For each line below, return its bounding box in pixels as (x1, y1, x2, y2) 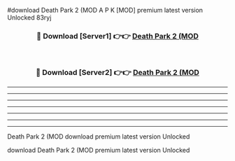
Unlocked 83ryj (7, 13, 52, 22)
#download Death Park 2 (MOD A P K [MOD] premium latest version (7, 6, 204, 14)
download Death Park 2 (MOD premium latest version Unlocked (7, 146, 190, 154)
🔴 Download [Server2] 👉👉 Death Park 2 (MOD (36, 68, 199, 78)
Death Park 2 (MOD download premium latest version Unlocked (7, 132, 190, 141)
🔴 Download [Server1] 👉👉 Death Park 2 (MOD (36, 31, 199, 41)
